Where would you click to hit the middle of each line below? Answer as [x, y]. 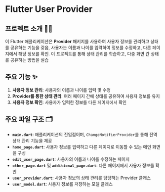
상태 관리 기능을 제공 [32, 141]
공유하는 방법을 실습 [29, 60]
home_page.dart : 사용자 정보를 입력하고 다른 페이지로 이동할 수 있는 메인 [82, 146]
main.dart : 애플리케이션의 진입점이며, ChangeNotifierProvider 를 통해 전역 [85, 134]
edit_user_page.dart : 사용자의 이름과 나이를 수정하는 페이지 [71, 159]
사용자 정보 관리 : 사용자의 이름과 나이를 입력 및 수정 [62, 90]
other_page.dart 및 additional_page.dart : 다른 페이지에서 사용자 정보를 [83, 165]
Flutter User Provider [49, 9]
